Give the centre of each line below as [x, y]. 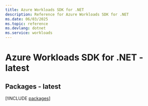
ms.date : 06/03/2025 [27, 19]
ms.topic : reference [27, 24]
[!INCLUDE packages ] [28, 98]
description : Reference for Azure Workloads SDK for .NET [67, 14]
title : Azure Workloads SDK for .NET [45, 10]
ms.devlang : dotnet [26, 28]
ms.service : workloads [29, 33]
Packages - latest [33, 86]
